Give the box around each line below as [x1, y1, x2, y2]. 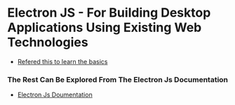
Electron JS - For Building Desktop [7, 5, 211, 21]
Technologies [7, 35, 89, 50]
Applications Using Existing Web [7, 19, 202, 35]
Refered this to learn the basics [17, 57, 108, 65]
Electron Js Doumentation [17, 90, 93, 99]
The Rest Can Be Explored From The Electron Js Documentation [7, 74, 229, 84]
